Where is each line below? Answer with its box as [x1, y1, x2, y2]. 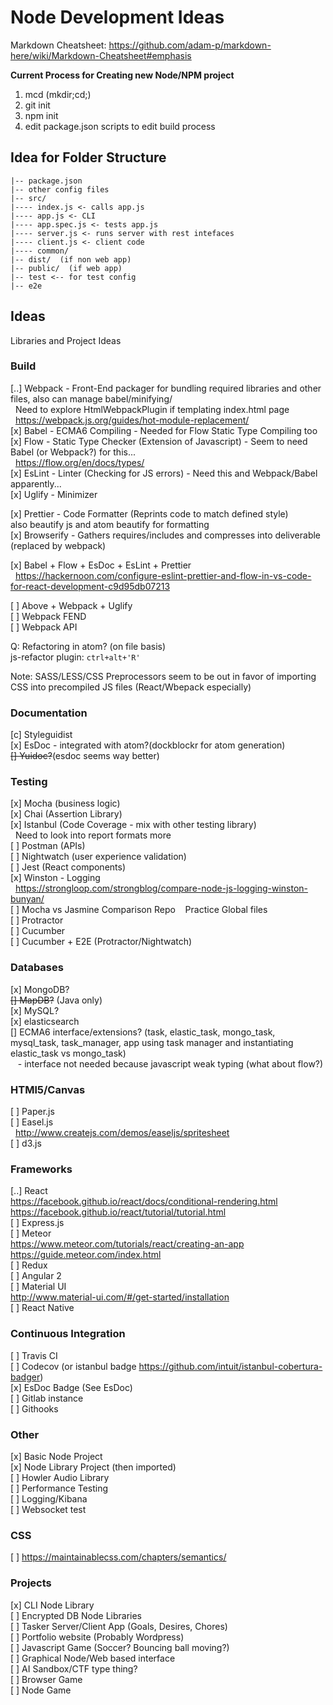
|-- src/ [10, 193, 47, 203]
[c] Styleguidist [10, 729, 73, 741]
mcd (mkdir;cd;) [24, 88, 92, 100]
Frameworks [10, 1162, 73, 1176]
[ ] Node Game [10, 1684, 72, 1696]
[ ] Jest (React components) [10, 861, 127, 873]
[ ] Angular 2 [10, 1270, 62, 1282]
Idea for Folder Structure [10, 149, 167, 166]
